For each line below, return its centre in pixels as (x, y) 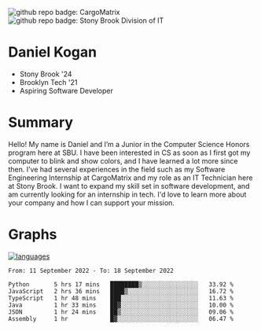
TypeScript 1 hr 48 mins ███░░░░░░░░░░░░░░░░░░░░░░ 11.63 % (121, 298)
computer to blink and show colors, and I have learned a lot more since (123, 160)
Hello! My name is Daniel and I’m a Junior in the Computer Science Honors (129, 144)
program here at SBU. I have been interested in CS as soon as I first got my (129, 153)
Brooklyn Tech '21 (48, 82)
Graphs (33, 235)
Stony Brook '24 (46, 74)
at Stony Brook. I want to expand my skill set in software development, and (129, 186)
